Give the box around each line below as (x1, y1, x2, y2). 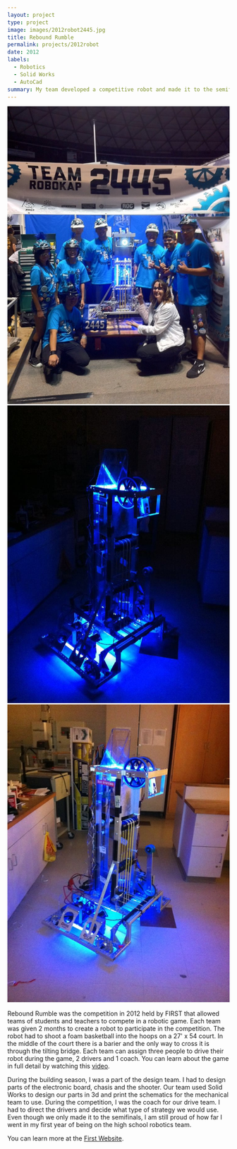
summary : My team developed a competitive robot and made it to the (7, 85, 213, 93)
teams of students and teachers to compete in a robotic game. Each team (7, 1016, 221, 1025)
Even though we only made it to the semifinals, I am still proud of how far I (7, 1112, 222, 1121)
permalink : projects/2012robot (7, 41, 99, 49)
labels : (7, 56, 30, 64)
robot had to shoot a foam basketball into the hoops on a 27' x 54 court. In (7, 1031, 224, 1040)
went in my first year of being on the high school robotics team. (7, 1120, 192, 1129)
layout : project (7, 11, 55, 18)
